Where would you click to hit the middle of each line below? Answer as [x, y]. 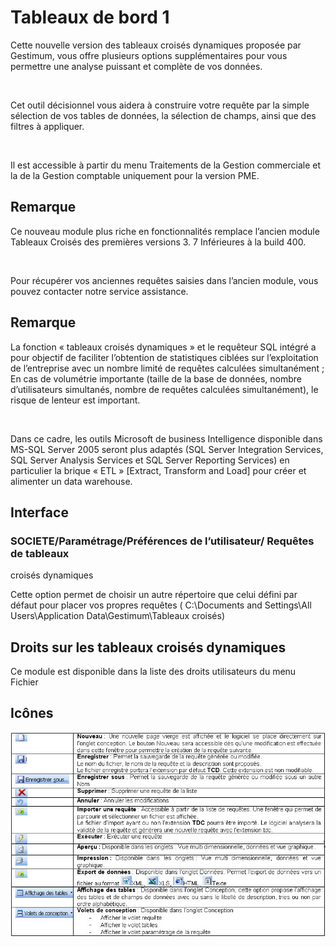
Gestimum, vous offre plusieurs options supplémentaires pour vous [149, 55]
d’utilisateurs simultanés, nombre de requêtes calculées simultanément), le [164, 389]
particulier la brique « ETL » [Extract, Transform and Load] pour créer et [158, 470]
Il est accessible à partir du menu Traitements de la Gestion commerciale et [166, 165]
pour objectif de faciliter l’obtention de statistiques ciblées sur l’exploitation [164, 357]
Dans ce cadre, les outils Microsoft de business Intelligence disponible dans [166, 438]
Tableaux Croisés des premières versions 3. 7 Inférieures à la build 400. [158, 242]
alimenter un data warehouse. [71, 481]
